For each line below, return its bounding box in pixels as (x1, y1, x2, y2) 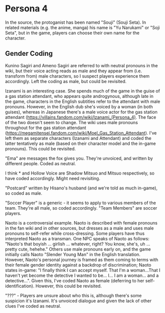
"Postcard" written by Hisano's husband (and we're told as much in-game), (5, 185, 158, 191)
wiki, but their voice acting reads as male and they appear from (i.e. (5, 68, 142, 74)
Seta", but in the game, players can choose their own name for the (5, 30, 139, 36)
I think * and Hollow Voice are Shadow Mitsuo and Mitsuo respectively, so (5, 170, 155, 176)
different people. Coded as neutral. (5, 160, 76, 166)
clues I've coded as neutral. (5, 303, 62, 309)
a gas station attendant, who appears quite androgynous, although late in (5, 93, 154, 99)
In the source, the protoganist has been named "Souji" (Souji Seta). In (5, 19, 146, 25)
